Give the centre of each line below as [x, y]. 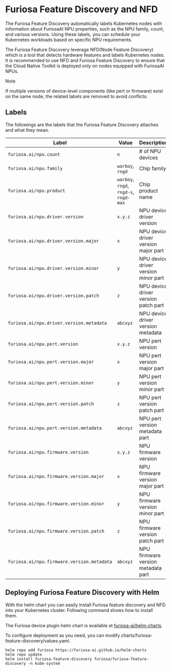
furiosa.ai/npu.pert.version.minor [51, 383]
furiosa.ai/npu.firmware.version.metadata [60, 562]
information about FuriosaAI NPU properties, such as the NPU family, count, [85, 29]
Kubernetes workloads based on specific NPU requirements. [69, 40]
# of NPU [150, 151]
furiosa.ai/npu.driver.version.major [53, 241]
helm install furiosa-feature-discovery [49, 659]
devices [149, 157]
